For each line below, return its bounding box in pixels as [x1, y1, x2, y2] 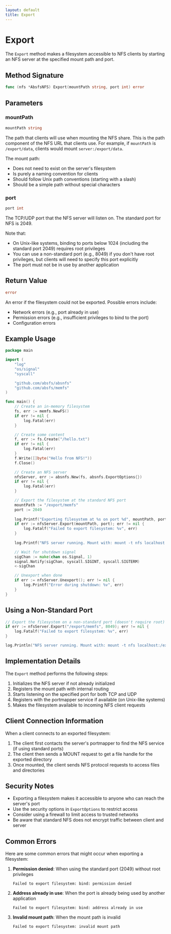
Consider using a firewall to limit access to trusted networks [12, 811, 138, 817]
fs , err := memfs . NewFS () [14, 409, 70, 414]
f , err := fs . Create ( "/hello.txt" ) [14, 437, 90, 442]
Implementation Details [5, 657, 81, 666]
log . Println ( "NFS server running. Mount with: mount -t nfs [5, 643, 136, 648]
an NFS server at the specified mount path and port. [5, 56, 115, 63]
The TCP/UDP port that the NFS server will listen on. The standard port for [5, 215, 161, 221]
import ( [5, 357, 24, 362]
